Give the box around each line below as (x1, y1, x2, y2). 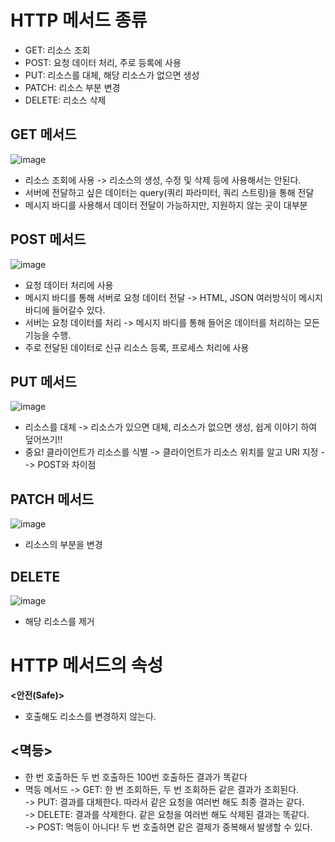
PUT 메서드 (10, 373, 77, 390)
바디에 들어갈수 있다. (24, 304, 106, 316)
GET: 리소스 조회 (24, 44, 91, 56)
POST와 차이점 (37, 459, 97, 471)
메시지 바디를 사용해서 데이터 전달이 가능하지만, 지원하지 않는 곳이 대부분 (24, 199, 308, 211)
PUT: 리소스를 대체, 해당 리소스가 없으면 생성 (24, 69, 200, 81)
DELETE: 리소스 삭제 (24, 94, 107, 106)
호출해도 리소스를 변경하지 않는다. (24, 710, 157, 722)
